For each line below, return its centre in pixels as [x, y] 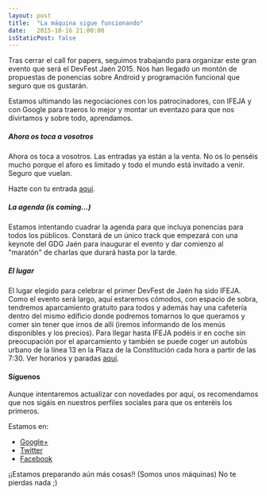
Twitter [31, 450]
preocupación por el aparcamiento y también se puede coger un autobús [128, 341]
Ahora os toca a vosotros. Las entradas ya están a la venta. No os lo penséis [133, 157]
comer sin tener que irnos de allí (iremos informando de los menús [117, 325]
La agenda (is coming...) [50, 207]
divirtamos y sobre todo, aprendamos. [71, 118]
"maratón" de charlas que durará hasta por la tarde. [93, 252]
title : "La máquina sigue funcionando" [76, 23]
